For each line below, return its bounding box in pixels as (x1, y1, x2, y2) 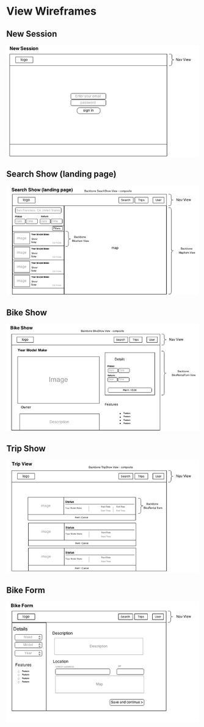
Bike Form (6, 585, 46, 595)
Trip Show (6, 443, 46, 453)
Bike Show (6, 307, 48, 318)
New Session (6, 29, 57, 39)
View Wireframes (6, 4, 97, 18)
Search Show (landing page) (6, 169, 117, 180)
